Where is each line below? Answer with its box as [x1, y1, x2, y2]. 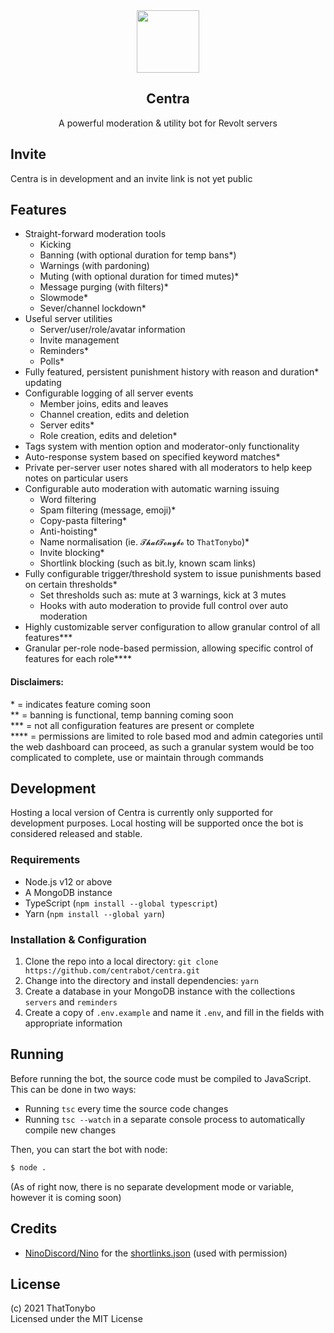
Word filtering [39, 494, 97, 506]
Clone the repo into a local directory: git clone [24, 955, 219, 968]
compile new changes [24, 1124, 117, 1136]
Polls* [39, 355, 65, 368]
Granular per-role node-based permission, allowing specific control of [24, 642, 314, 654]
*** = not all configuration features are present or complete [10, 719, 255, 731]
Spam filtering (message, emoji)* [39, 504, 177, 516]
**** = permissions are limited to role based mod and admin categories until [10, 730, 324, 742]
